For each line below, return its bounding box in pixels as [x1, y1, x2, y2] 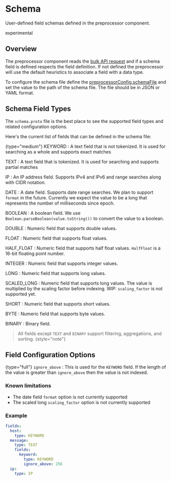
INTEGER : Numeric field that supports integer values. [5, 260, 118, 266]
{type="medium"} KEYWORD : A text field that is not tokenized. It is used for [5, 143, 166, 149]
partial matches [5, 164, 38, 170]
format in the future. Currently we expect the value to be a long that [5, 194, 147, 200]
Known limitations [5, 382, 52, 389]
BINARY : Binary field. [5, 320, 51, 326]
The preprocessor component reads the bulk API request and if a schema [5, 58, 160, 64]
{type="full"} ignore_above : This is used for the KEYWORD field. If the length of [5, 364, 166, 370]
